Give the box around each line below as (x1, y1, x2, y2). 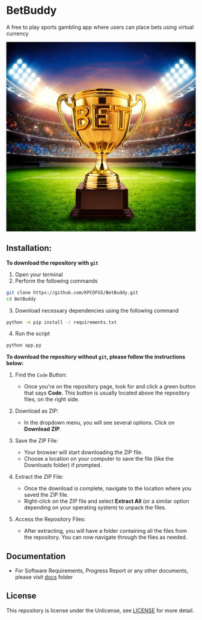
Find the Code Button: (14, 371, 67, 379)
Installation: (6, 243, 52, 253)
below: (6, 360, 24, 367)
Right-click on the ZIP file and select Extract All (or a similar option (23, 497, 189, 505)
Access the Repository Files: (14, 515, 86, 523)
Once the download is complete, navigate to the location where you (23, 485, 192, 492)
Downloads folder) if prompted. (23, 461, 102, 469)
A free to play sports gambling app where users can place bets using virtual (6, 23, 194, 31)
